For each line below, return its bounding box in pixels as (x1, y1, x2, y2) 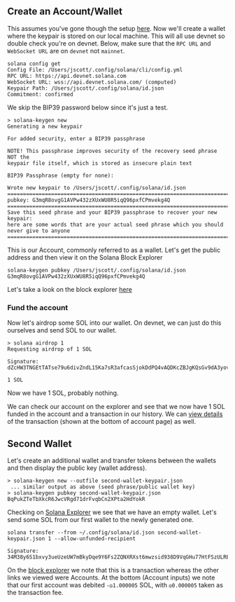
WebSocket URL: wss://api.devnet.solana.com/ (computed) (7, 79, 177, 86)
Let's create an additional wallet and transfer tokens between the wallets (7, 456, 217, 464)
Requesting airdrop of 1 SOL (7, 346, 92, 353)
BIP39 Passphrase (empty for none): (7, 172, 114, 179)
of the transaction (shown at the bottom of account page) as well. (7, 417, 197, 426)
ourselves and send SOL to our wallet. (7, 326, 117, 335)
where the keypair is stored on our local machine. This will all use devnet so (7, 32, 225, 40)
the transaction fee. (7, 588, 64, 596)
